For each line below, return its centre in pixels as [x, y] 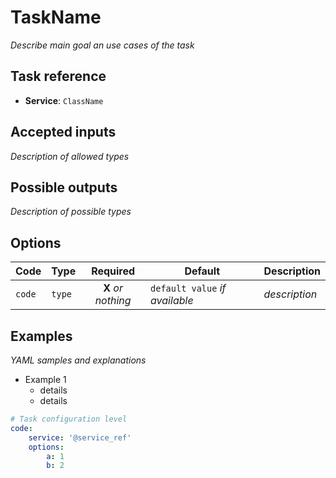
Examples [41, 336]
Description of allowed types [70, 156]
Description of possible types [71, 212]
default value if [188, 288]
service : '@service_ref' [80, 437]
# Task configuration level [69, 419]
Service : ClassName [64, 100]
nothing [113, 301]
